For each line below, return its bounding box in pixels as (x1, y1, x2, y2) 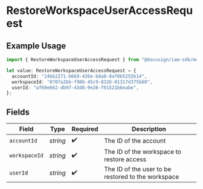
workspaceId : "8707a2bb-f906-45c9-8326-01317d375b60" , (11, 79, 153, 85)
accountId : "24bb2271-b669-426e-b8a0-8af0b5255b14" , (11, 73, 147, 79)
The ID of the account (104, 136, 166, 145)
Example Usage (6, 41, 66, 51)
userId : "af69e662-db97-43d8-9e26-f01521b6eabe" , (11, 84, 139, 91)
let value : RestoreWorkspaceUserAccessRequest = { (6, 67, 137, 73)
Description (132, 125, 166, 133)
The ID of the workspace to (104, 148, 181, 156)
